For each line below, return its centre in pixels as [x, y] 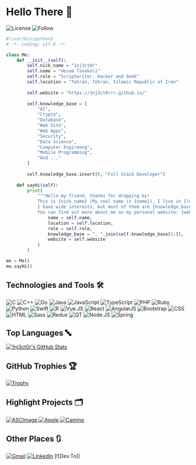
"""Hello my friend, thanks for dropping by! [93, 196]
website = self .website [77, 240]
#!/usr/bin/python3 [30, 39]
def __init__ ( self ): [41, 60]
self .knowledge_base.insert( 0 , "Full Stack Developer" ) [96, 174]
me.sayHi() [19, 266]
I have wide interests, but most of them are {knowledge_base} [116, 207]
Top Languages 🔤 [38, 333]
